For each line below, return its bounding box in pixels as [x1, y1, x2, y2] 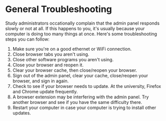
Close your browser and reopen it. [12, 62, 84, 68]
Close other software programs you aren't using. [12, 56, 114, 62]
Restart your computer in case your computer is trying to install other [12, 104, 156, 110]
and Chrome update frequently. [12, 88, 78, 94]
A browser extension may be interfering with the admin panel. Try [12, 94, 149, 100]
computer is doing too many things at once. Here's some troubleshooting [5, 31, 157, 37]
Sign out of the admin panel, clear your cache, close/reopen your [12, 72, 148, 78]
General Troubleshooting [5, 4, 113, 15]
